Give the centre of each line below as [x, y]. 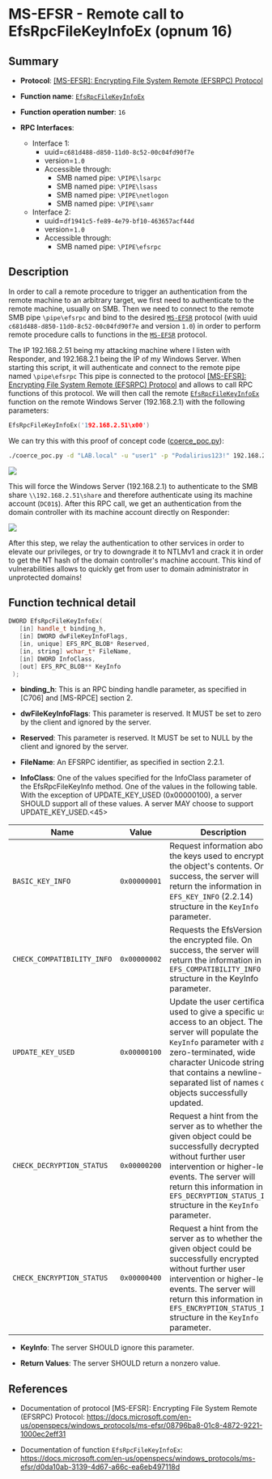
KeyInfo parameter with [214, 1043]
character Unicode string [217, 1063]
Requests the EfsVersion [216, 930]
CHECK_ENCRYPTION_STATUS [60, 1278]
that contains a [198, 1073]
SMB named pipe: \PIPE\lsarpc [109, 178]
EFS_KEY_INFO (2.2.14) [211, 897]
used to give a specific [212, 1012]
